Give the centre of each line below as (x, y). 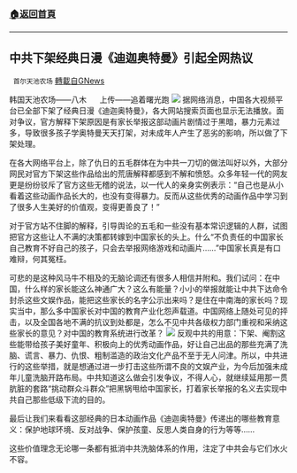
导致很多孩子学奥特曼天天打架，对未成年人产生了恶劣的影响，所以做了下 (156, 133)
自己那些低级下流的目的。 (63, 399)
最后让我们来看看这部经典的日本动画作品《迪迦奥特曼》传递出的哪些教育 (141, 419)
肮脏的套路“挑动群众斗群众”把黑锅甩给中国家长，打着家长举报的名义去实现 (145, 389)
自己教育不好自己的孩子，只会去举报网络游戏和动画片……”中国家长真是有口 (145, 248)
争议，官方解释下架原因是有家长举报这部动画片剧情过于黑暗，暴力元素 (144, 122)
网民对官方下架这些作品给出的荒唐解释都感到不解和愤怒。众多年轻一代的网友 (148, 174)
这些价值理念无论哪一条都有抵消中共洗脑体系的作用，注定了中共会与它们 (141, 448)
